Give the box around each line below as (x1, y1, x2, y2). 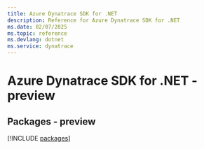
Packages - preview (7, 115, 96, 127)
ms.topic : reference (7, 29, 68, 37)
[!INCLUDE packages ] (7, 134, 71, 142)
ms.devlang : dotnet (7, 36, 64, 43)
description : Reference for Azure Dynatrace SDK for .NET (7, 17, 180, 24)
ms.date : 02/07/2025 (7, 23, 68, 30)
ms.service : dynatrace (7, 43, 74, 50)
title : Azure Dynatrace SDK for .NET (7, 10, 118, 17)
